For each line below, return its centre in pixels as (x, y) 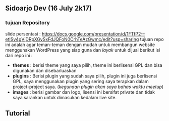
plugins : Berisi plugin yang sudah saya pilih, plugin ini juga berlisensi (85, 76)
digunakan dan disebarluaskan (44, 70)
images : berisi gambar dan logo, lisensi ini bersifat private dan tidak (84, 92)
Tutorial (18, 113)
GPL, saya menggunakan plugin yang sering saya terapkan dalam (80, 81)
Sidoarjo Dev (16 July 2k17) (49, 8)
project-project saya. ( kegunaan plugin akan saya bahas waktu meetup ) (88, 87)
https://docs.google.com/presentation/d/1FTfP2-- (93, 34)
